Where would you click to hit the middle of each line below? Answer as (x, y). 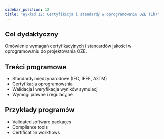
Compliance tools (30, 127)
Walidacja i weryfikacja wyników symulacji (55, 89)
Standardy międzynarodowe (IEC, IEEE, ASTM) (60, 79)
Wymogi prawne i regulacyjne (42, 95)
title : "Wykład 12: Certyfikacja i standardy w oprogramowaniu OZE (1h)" (82, 14)
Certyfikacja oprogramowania (42, 84)
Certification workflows (36, 132)
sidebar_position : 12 (27, 10)
